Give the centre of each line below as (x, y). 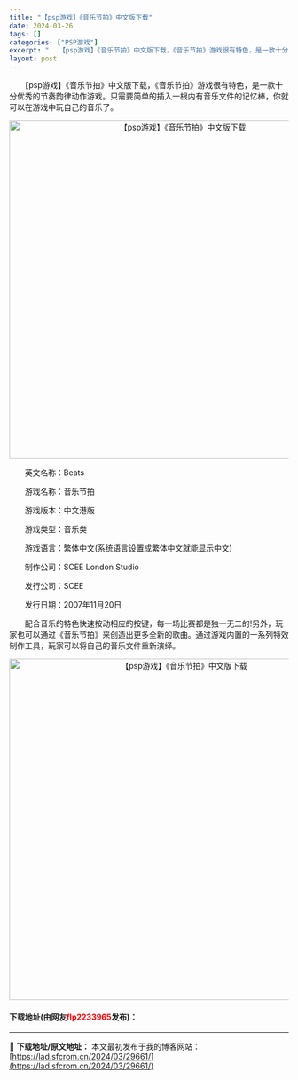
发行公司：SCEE (54, 586)
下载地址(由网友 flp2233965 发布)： (74, 1017)
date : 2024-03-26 (41, 26)
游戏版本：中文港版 (59, 510)
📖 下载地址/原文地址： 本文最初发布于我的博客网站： (105, 1047)
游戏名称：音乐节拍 (59, 491)
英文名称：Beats (55, 472)
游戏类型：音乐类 (55, 529)
